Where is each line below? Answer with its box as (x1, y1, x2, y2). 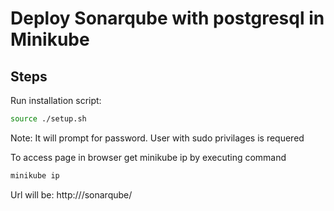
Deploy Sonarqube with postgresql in (10, 7, 325, 30)
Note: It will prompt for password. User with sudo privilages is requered (10, 132, 305, 144)
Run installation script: (10, 95, 102, 106)
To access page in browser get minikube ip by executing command (10, 151, 287, 163)
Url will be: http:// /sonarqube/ (10, 188, 133, 201)
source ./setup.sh (10, 114, 87, 124)
